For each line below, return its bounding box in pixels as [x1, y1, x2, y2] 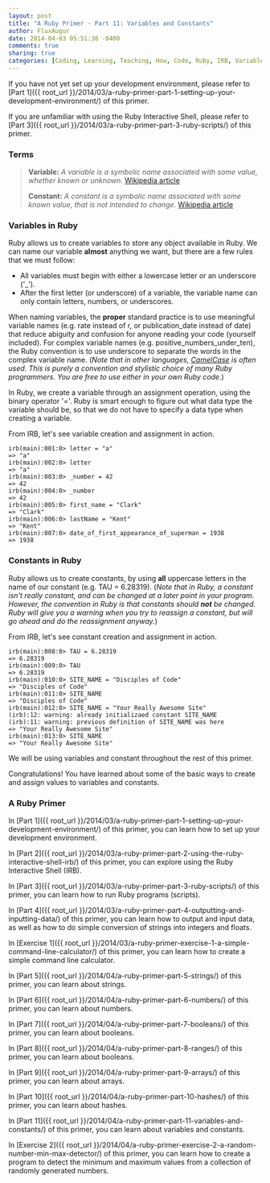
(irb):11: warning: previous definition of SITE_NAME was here [8, 718, 225, 726]
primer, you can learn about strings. [8, 980, 127, 990]
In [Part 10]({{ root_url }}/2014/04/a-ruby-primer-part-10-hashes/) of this [8, 1092, 249, 1102]
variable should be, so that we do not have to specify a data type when [8, 405, 243, 415]
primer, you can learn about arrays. [8, 1077, 125, 1086]
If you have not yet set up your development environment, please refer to [8, 78, 251, 89]
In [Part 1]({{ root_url [8, 816, 76, 826]
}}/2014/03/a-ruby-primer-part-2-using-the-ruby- [79, 849, 244, 858]
